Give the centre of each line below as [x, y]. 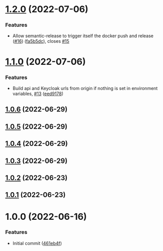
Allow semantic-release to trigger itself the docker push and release [83, 36]
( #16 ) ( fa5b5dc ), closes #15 [41, 41]
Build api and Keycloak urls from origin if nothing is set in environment [85, 88]
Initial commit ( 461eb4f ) [37, 243]
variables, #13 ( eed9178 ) [38, 94]
